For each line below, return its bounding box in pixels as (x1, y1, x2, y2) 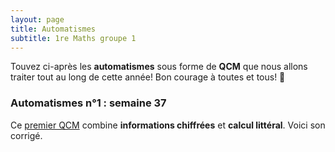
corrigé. (10, 129, 43, 141)
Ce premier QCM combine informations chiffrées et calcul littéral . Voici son (10, 119, 326, 131)
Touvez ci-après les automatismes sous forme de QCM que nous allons (10, 61, 308, 73)
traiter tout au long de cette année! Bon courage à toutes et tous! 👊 (10, 71, 286, 83)
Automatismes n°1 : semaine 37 (10, 96, 167, 110)
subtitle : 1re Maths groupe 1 (10, 33, 137, 43)
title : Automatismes (10, 24, 97, 34)
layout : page (10, 14, 65, 25)
